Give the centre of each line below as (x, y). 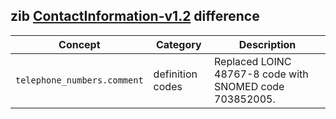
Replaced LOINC (253, 61)
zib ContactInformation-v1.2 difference (135, 16)
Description (267, 44)
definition (175, 74)
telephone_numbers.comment (79, 80)
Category (178, 44)
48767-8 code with (261, 74)
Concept (79, 44)
